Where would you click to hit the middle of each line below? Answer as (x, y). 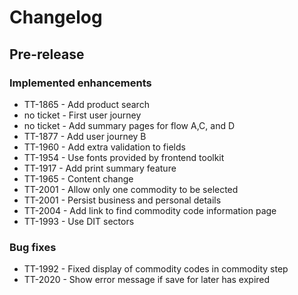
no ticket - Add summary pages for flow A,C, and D (129, 125)
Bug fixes (33, 247)
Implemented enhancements (80, 83)
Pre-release (47, 54)
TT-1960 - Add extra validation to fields (104, 147)
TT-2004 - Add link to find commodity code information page (150, 210)
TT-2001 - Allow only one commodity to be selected (131, 189)
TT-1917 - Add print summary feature (100, 168)
